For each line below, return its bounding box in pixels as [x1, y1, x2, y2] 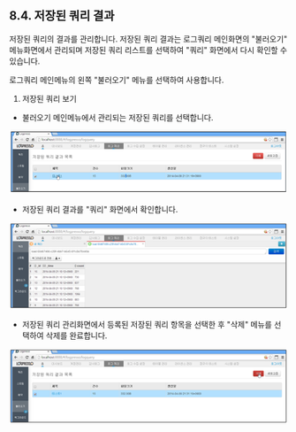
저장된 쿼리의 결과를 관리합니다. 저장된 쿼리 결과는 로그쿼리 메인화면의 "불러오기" [9, 34, 288, 44]
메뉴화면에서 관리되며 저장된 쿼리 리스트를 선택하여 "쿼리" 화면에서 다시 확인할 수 [9, 44, 288, 55]
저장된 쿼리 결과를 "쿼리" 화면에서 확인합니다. [21, 204, 178, 214]
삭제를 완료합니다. [45, 330, 108, 341]
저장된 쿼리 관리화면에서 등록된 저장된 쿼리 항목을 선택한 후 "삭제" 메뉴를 [21, 320, 272, 330]
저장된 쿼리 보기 [21, 93, 77, 104]
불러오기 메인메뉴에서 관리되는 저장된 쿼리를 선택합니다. [21, 112, 214, 122]
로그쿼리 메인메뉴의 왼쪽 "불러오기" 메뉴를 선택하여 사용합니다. [9, 74, 224, 85]
